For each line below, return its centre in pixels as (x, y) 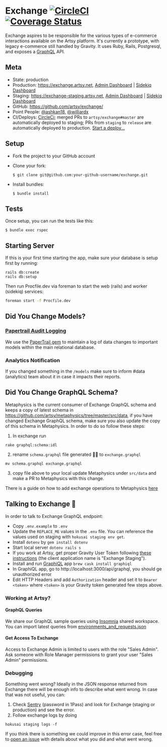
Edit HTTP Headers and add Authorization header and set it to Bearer (85, 580)
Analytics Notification (33, 360)
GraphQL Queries (24, 610)
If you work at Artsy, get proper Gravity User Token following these (82, 553)
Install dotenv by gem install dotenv (50, 542)
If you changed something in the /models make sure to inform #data (75, 371)
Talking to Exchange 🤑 (41, 504)
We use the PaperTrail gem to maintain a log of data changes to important (81, 342)
